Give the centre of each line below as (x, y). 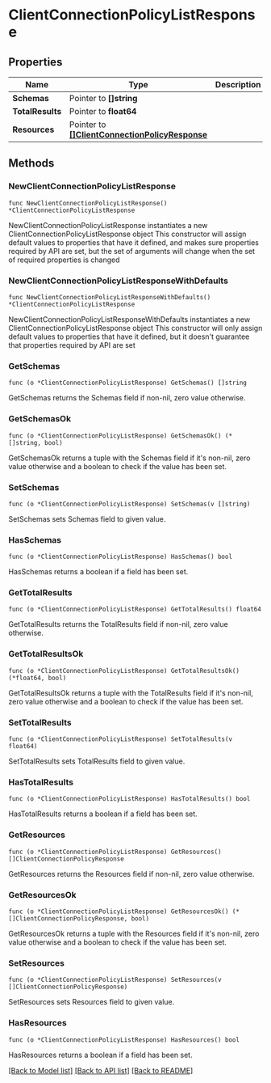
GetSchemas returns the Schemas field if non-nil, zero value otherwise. (127, 398)
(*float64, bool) (38, 678)
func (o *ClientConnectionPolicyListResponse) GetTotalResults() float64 (135, 609)
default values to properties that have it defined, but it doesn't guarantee (129, 336)
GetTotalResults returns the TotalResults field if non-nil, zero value (118, 624)
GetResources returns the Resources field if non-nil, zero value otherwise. (131, 874)
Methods (31, 163)
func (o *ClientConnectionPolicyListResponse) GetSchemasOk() (115, 436)
